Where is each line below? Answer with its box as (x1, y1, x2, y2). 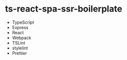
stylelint (12, 45, 28, 51)
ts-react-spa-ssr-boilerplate (5, 3, 123, 15)
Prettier (12, 50, 27, 56)
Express (12, 24, 29, 30)
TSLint (12, 40, 25, 45)
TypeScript (12, 19, 34, 25)
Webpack (12, 35, 32, 41)
